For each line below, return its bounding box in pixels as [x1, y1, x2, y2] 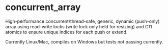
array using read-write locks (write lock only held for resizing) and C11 [5, 23, 152, 29]
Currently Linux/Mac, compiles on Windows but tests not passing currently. [5, 38, 163, 44]
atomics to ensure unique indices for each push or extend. [5, 29, 128, 35]
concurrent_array [5, 2, 81, 13]
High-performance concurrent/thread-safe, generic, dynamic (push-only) [5, 18, 160, 24]
